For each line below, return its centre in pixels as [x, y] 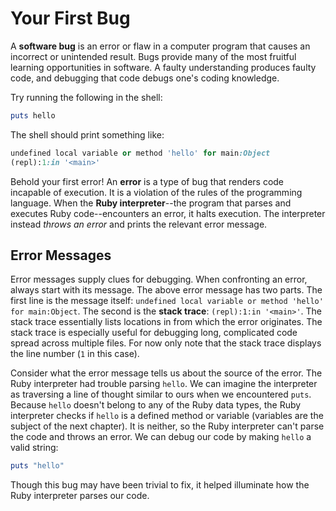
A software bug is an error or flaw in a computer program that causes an [160, 46]
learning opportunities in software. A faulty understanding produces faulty [163, 67]
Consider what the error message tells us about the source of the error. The [166, 373]
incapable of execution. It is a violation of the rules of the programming [156, 192]
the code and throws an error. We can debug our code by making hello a [161, 437]
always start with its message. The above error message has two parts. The [166, 290]
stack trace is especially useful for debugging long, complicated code [154, 333]
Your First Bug [70, 18]
